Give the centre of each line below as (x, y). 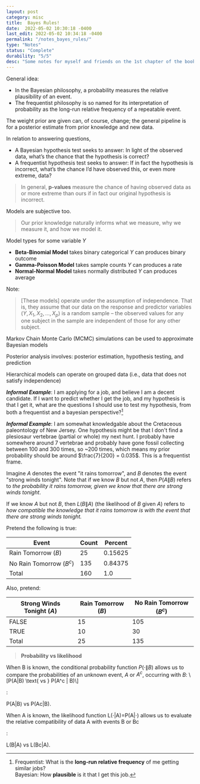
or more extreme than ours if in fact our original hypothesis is (96, 193)
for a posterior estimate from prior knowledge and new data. (80, 127)
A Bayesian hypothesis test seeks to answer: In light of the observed (99, 150)
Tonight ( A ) (40, 611)
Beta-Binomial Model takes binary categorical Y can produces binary (100, 252)
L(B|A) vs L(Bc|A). (28, 745)
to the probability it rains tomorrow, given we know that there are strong (94, 486)
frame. (14, 462)
